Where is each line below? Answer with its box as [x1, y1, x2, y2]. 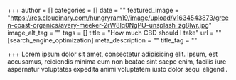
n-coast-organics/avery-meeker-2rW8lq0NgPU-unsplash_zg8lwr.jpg [7, 21, 210, 29]
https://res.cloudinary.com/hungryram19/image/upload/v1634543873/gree [10, 13, 229, 22]
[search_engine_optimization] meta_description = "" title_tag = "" [7, 36, 198, 45]
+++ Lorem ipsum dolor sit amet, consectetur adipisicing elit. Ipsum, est [7, 50, 218, 58]
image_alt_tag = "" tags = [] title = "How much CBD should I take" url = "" [7, 28, 222, 37]
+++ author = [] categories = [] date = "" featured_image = [7, 6, 179, 14]
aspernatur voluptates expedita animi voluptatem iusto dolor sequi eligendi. [7, 65, 228, 73]
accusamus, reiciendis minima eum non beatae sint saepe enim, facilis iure [7, 57, 227, 66]
